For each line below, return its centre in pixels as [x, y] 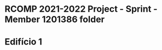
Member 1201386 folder [55, 19]
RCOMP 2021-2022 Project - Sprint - [81, 9]
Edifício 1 [23, 42]
